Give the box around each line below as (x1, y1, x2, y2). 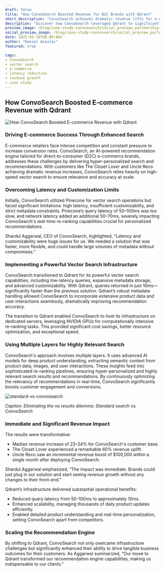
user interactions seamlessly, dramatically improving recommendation (5, 298, 147, 304)
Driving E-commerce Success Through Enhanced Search (5, 131, 144, 138)
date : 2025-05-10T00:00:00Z (5, 35, 63, 40)
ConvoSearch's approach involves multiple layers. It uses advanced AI (5, 352, 148, 358)
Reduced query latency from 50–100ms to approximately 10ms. (12, 496, 140, 502)
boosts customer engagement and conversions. (5, 383, 102, 389)
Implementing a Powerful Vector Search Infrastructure (5, 261, 137, 268)
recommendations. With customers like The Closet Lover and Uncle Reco (5, 163, 153, 169)
